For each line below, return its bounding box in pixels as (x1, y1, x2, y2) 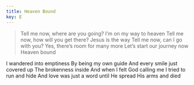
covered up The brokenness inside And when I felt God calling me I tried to (6, 66, 186, 73)
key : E (6, 14, 22, 20)
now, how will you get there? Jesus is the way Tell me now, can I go (20, 36, 182, 43)
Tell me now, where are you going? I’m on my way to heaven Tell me (20, 30, 184, 37)
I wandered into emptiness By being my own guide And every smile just (6, 59, 178, 67)
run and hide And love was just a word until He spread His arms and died (6, 72, 181, 79)
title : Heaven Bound (6, 8, 57, 15)
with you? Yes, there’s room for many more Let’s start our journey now (20, 42, 189, 49)
